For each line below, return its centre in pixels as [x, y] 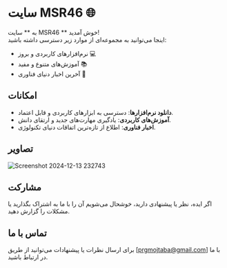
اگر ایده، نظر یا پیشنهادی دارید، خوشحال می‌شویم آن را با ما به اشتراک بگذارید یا [110, 204]
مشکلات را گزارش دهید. [39, 211]
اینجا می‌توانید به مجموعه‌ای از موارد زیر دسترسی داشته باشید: [87, 39]
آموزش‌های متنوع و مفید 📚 [52, 64]
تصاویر [21, 149]
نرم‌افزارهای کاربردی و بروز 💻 [57, 53]
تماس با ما [27, 233]
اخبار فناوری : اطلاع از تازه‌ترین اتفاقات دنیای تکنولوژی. [87, 127]
